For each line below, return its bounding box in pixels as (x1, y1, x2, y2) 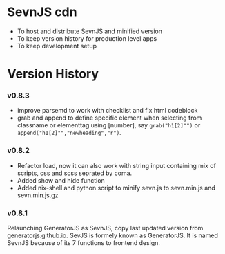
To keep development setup (17, 42, 97, 50)
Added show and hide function (17, 176, 105, 184)
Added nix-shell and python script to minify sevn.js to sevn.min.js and (17, 183, 215, 192)
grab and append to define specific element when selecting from (17, 114, 202, 122)
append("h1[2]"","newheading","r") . (17, 129, 122, 137)
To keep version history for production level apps (17, 34, 157, 42)
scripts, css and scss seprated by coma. (17, 169, 133, 177)
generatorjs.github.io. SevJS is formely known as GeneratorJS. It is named (7, 231, 219, 239)
